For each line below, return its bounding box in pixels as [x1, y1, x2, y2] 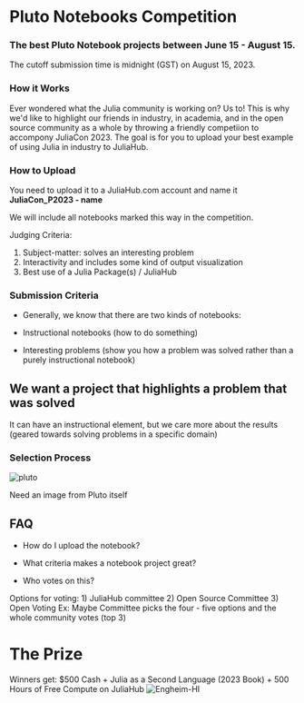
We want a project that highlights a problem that [9, 381, 288, 396]
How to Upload [9, 163, 76, 176]
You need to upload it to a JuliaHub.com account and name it [9, 184, 238, 196]
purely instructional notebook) [22, 354, 136, 365]
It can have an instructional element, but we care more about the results [9, 420, 279, 431]
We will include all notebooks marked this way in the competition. [9, 212, 254, 223]
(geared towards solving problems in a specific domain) [9, 429, 218, 440]
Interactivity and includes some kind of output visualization [22, 257, 243, 268]
